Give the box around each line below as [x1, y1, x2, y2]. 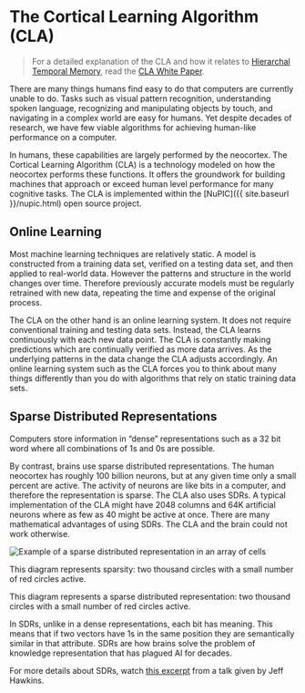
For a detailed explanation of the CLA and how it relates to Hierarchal [31, 56, 291, 67]
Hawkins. [9, 675, 45, 686]
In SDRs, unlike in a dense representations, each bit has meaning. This [9, 618, 273, 629]
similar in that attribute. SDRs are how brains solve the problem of [9, 637, 256, 648]
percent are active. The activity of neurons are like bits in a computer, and [9, 480, 287, 491]
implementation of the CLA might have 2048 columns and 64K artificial [9, 499, 276, 510]
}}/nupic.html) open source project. [9, 198, 142, 209]
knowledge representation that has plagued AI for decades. [9, 647, 232, 658]
